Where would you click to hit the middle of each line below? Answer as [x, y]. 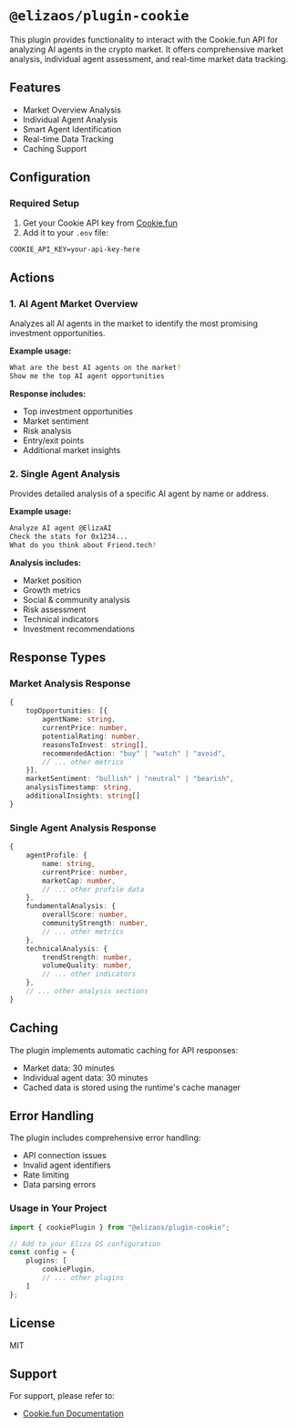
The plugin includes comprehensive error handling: [105, 1138]
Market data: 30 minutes [69, 1068]
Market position [52, 580]
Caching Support [55, 148]
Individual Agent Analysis [70, 119]
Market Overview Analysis [72, 110]
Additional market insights [72, 449]
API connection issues [64, 1156]
